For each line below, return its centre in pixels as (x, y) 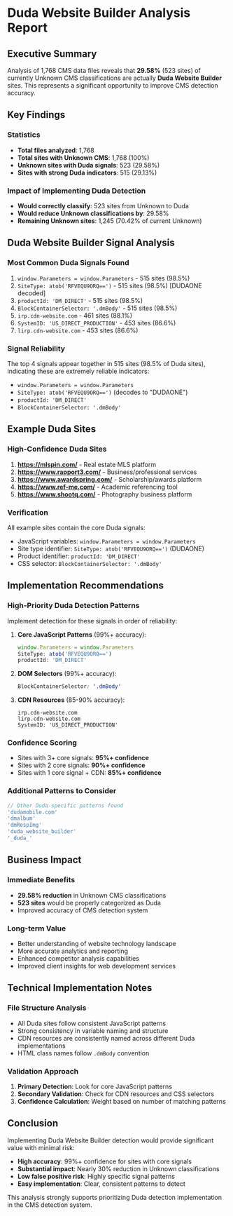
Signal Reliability (36, 349)
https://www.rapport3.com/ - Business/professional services (107, 472)
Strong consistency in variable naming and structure (93, 1031)
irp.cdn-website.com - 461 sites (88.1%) (75, 315)
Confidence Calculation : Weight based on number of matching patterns (121, 1101)
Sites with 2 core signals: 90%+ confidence (81, 765)
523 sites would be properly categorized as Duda (89, 903)
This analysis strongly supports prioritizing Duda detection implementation (115, 1197)
